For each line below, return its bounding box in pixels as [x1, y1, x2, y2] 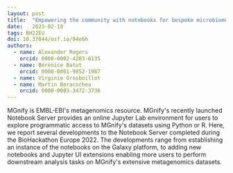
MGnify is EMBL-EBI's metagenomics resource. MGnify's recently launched [7, 107, 223, 115]
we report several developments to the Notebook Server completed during [7, 129, 221, 137]
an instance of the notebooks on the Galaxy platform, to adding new [7, 143, 202, 152]
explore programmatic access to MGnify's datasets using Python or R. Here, [7, 121, 225, 129]
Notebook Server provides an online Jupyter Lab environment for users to [7, 113, 218, 122]
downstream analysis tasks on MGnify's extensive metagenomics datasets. [7, 158, 222, 166]
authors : [7, 42, 33, 49]
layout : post [7, 10, 45, 17]
